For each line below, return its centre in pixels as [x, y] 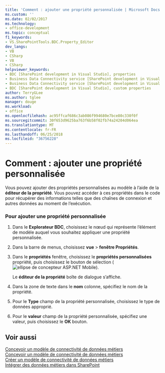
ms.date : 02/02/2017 [26, 19]
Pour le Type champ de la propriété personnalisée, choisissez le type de [86, 302]
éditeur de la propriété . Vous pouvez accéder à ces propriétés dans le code [83, 193]
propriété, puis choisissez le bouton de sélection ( [63, 262]
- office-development [27, 28]
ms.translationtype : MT [30, 125]
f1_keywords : [19, 38]
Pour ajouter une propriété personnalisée [56, 216]
